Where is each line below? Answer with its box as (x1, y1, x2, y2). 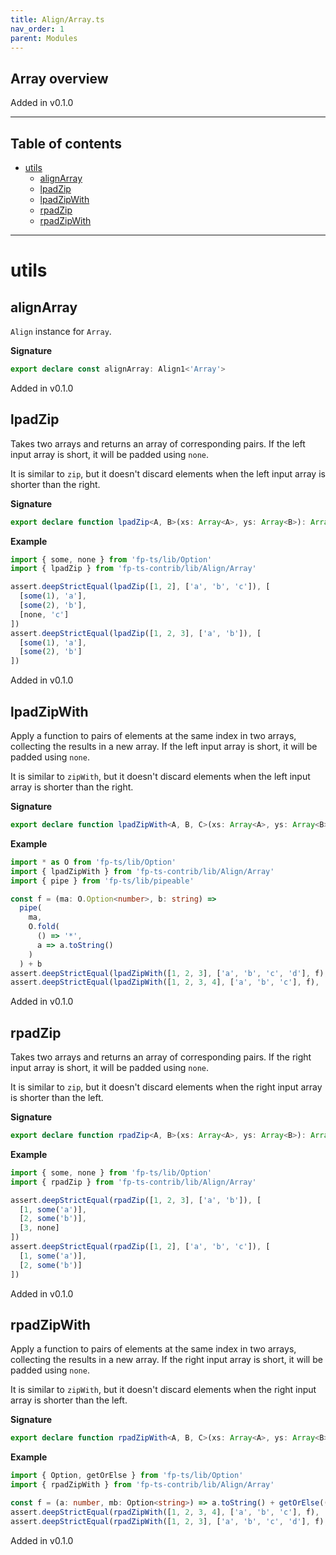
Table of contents (10, 135, 122, 152)
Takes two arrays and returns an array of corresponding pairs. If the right (10, 1051, 312, 1063)
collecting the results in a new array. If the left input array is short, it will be (10, 741, 318, 752)
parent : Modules (10, 33, 78, 43)
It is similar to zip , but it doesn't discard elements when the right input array (10, 1081, 323, 1093)
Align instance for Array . (10, 326, 112, 337)
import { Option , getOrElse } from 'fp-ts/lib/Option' (10, 1471, 244, 1481)
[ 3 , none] (19, 1223, 60, 1233)
